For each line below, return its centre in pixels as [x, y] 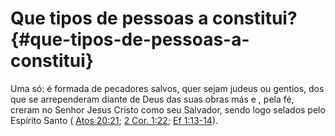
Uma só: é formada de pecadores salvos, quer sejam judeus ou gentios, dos [167, 88]
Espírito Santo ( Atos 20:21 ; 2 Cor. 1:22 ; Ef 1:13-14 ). [114, 120]
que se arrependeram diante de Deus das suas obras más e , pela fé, [152, 99]
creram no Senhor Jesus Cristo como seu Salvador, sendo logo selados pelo [168, 109]
